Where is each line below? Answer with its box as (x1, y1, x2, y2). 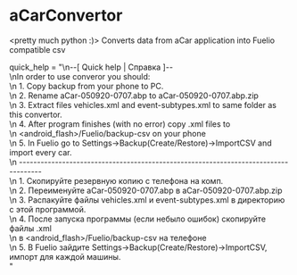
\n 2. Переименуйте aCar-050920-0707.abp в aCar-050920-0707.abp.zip (9, 185, 283, 196)
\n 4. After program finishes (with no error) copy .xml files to (9, 118, 231, 129)
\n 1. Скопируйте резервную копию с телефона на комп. (9, 175, 224, 186)
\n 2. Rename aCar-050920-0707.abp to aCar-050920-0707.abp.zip (9, 90, 259, 101)
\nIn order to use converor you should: (9, 71, 151, 81)
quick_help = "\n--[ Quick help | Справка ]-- (9, 62, 174, 72)
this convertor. (9, 109, 62, 120)
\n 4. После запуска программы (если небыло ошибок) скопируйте (9, 213, 266, 224)
